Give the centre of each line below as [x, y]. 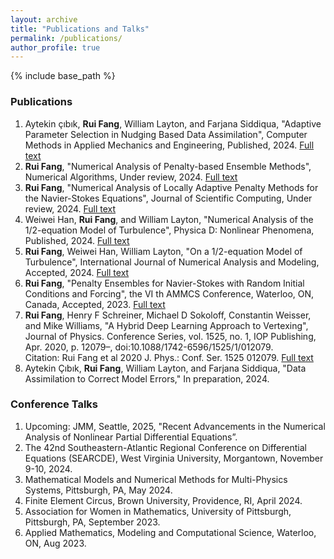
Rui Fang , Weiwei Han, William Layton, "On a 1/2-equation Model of [163, 251]
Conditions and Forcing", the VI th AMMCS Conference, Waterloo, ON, [169, 293]
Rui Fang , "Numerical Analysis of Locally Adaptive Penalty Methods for [171, 187]
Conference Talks [54, 404]
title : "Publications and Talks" [80, 29]
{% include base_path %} [63, 76]
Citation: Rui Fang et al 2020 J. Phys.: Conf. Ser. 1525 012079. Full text [169, 357]
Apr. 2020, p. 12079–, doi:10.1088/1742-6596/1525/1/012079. [149, 347]
